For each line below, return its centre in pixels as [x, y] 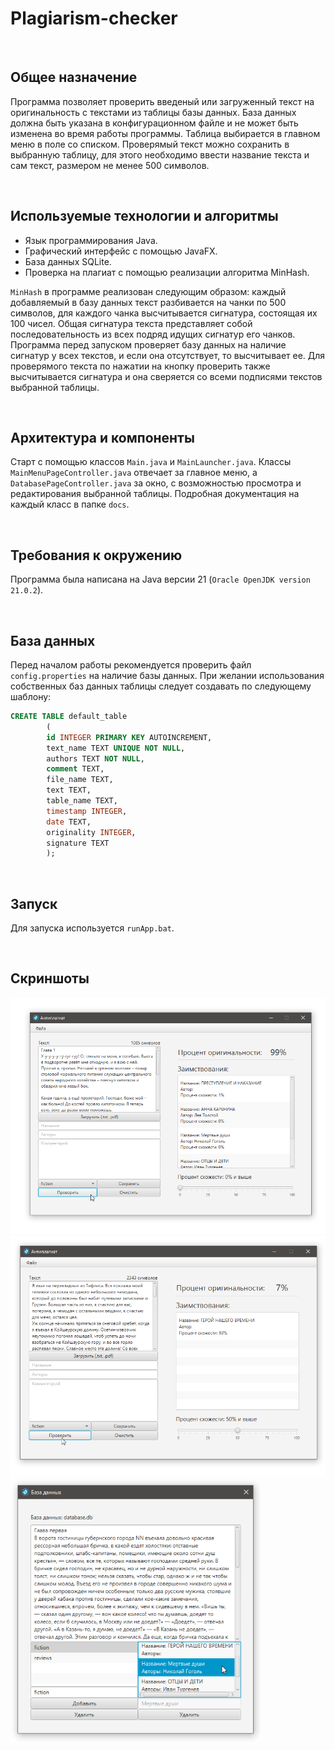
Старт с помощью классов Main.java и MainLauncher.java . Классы [151, 462]
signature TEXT [78, 843]
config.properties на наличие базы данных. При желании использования [167, 675]
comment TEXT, [75, 769]
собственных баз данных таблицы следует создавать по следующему [161, 686]
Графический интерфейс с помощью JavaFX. [121, 251]
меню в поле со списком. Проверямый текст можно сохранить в [150, 144]
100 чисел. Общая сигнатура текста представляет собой [131, 323]
